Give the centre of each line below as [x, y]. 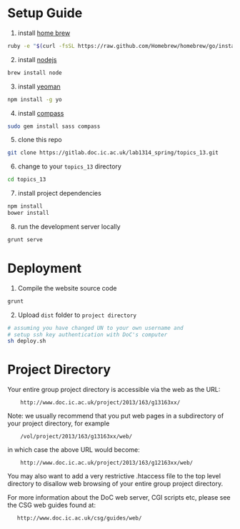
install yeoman [39, 86]
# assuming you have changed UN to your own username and [95, 328]
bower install [29, 213]
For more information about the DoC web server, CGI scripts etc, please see [119, 498]
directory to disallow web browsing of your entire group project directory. [115, 484]
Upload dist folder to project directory [77, 315]
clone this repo [40, 140]
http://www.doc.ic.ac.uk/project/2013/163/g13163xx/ [100, 403]
